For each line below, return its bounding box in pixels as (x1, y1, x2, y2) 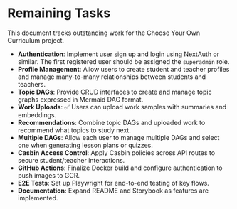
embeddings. (17, 110, 57, 119)
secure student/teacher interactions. (17, 156, 125, 164)
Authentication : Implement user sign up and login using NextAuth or (17, 50, 220, 58)
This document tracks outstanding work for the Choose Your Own (7, 28, 201, 37)
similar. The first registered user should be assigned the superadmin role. (17, 57, 230, 65)
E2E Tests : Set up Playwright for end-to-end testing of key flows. (17, 178, 210, 187)
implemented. (17, 193, 58, 202)
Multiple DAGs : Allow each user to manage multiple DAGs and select (17, 133, 220, 141)
